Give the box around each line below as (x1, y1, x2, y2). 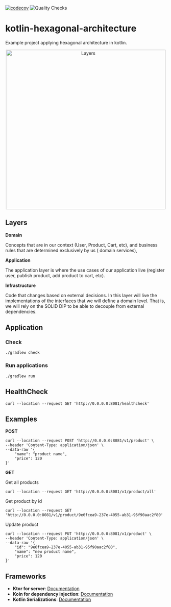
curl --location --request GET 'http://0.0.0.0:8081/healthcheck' (5, 401, 150, 406)
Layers (5, 218, 28, 227)
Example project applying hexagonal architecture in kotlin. (5, 39, 128, 45)
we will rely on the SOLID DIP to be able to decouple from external (5, 303, 144, 309)
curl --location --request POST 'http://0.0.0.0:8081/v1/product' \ (5, 438, 154, 444)
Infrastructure (5, 282, 36, 288)
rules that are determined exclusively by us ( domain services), (5, 247, 138, 253)
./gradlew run (5, 373, 36, 379)
